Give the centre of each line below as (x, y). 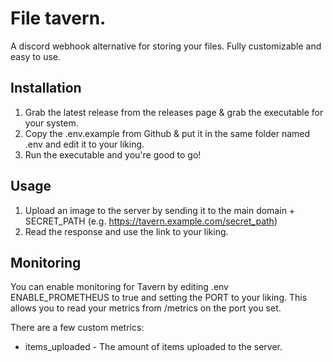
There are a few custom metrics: (77, 328)
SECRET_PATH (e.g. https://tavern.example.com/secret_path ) (151, 221)
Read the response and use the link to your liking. (126, 231)
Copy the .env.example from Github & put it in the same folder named (167, 133)
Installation (46, 88)
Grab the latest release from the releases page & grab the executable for (174, 112)
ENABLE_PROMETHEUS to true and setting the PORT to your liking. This (159, 298)
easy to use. (35, 56)
